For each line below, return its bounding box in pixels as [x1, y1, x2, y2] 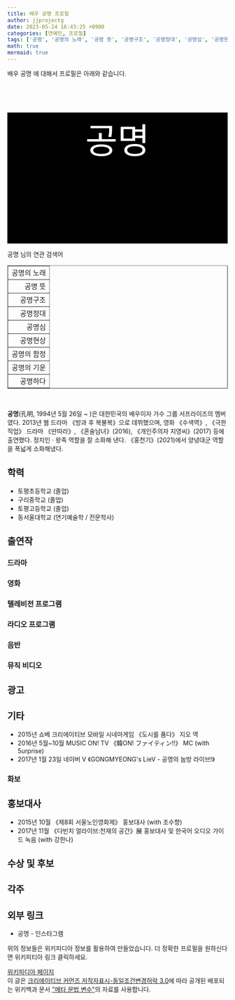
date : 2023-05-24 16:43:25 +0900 [7, 23, 105, 30]
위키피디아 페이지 [7, 968, 55, 976]
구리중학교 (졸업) [17, 495, 64, 504]
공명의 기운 [11, 363, 46, 372]
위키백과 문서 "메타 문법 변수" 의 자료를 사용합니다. [14, 985, 152, 994]
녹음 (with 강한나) [24, 835, 73, 843]
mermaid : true [7, 50, 49, 57]
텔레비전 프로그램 [7, 599, 62, 609]
